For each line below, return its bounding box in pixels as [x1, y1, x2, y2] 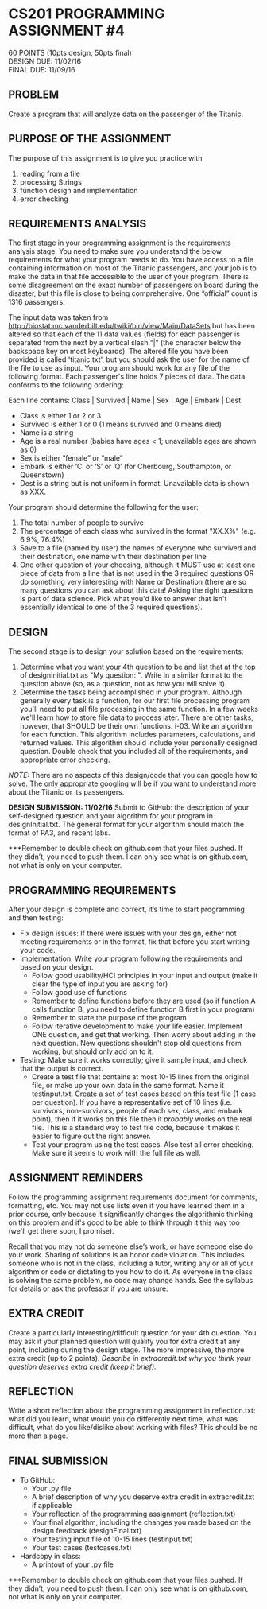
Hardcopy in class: [19, 1552, 81, 1561]
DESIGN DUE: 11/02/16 [8, 56, 82, 66]
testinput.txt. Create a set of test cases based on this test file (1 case [31, 1089, 257, 1098]
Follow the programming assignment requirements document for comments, [8, 1192, 258, 1202]
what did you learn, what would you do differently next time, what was [8, 1414, 238, 1424]
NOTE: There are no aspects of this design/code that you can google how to [8, 771, 258, 780]
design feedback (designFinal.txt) [31, 1526, 142, 1536]
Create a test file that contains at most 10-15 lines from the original [31, 1072, 250, 1082]
